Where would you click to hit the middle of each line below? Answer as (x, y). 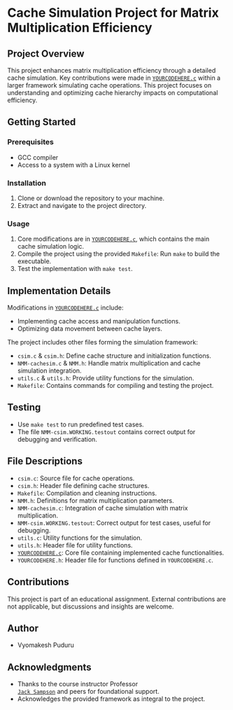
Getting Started (42, 122)
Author (23, 628)
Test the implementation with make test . (75, 269)
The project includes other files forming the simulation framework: (103, 342)
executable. (34, 261)
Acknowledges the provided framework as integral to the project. (111, 699)
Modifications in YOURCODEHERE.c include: (65, 308)
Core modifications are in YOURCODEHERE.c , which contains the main (113, 239)
